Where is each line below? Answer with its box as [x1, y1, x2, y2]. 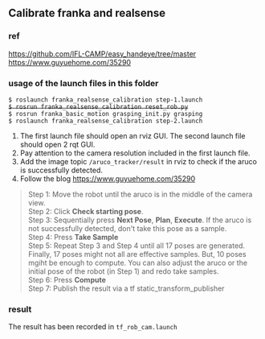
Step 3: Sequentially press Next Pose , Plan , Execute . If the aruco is [27, 215, 252, 225]
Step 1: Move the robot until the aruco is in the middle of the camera [27, 189, 253, 199]
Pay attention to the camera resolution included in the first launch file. [19, 148, 251, 158]
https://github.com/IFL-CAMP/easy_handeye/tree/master [8, 48, 197, 59]
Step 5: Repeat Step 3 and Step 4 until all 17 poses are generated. [27, 241, 246, 250]
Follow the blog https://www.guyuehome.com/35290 [19, 173, 195, 184]
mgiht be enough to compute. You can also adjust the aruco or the [27, 258, 247, 267]
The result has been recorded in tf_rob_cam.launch [8, 322, 178, 332]
